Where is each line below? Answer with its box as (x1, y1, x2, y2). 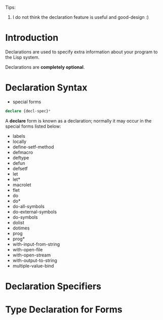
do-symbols (12, 214, 38, 220)
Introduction (5, 32, 59, 44)
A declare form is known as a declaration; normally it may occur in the (5, 118, 152, 124)
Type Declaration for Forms (5, 304, 123, 315)
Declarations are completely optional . (5, 64, 85, 70)
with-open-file (12, 246, 43, 252)
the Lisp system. (5, 54, 39, 60)
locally (12, 138, 27, 144)
